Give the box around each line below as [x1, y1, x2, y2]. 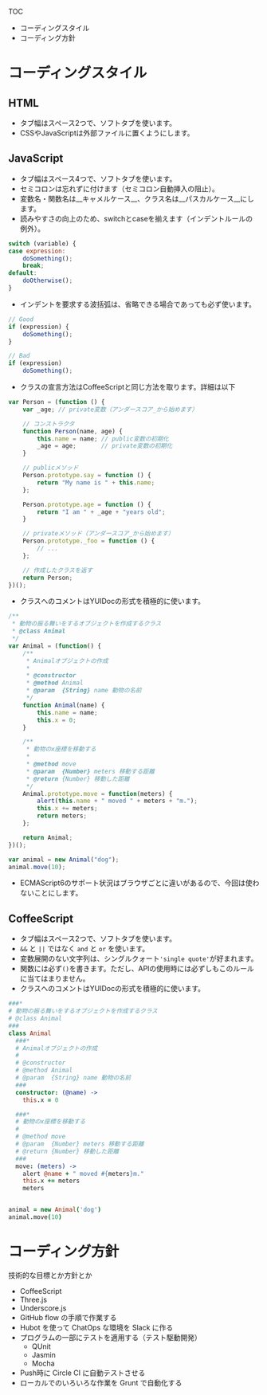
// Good [8, 315, 34, 323]
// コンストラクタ [22, 420, 75, 428]
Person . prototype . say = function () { [22, 472, 151, 480]
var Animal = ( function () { [8, 641, 102, 650]
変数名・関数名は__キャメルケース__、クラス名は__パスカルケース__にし [19, 194, 255, 203]
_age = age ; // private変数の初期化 [37, 442, 173, 450]
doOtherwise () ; [22, 276, 73, 285]
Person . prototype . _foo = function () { [22, 537, 155, 545]
